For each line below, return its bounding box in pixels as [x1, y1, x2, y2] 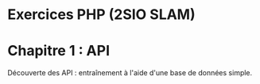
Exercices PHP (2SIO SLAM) [7, 6, 196, 24]
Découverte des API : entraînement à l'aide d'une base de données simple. [7, 68, 253, 78]
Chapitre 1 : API [7, 42, 111, 60]
